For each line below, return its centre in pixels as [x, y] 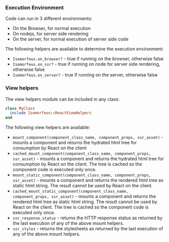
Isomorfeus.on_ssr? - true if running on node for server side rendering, [86, 64]
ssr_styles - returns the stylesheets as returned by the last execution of [88, 229]
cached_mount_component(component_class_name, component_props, [82, 154]
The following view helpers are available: [48, 128]
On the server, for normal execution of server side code [71, 39]
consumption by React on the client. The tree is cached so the [77, 164]
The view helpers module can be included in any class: [62, 99]
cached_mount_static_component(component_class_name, [70, 191]
